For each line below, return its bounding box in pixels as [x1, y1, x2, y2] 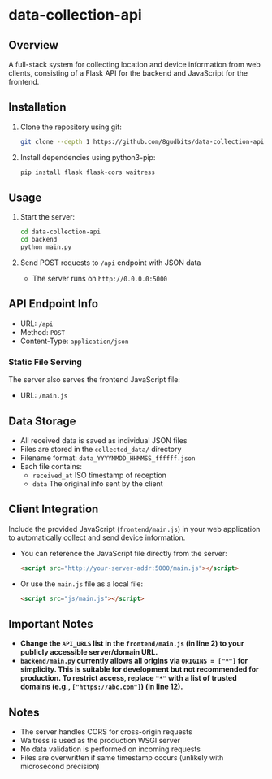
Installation [8, 100, 67, 115]
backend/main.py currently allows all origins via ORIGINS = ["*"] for [19, 656, 248, 666]
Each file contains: [19, 461, 83, 471]
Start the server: [19, 212, 76, 222]
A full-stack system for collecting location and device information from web [8, 59, 261, 69]
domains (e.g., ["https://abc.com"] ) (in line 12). [19, 681, 183, 692]
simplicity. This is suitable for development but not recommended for [19, 664, 259, 674]
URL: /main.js [19, 390, 68, 400]
